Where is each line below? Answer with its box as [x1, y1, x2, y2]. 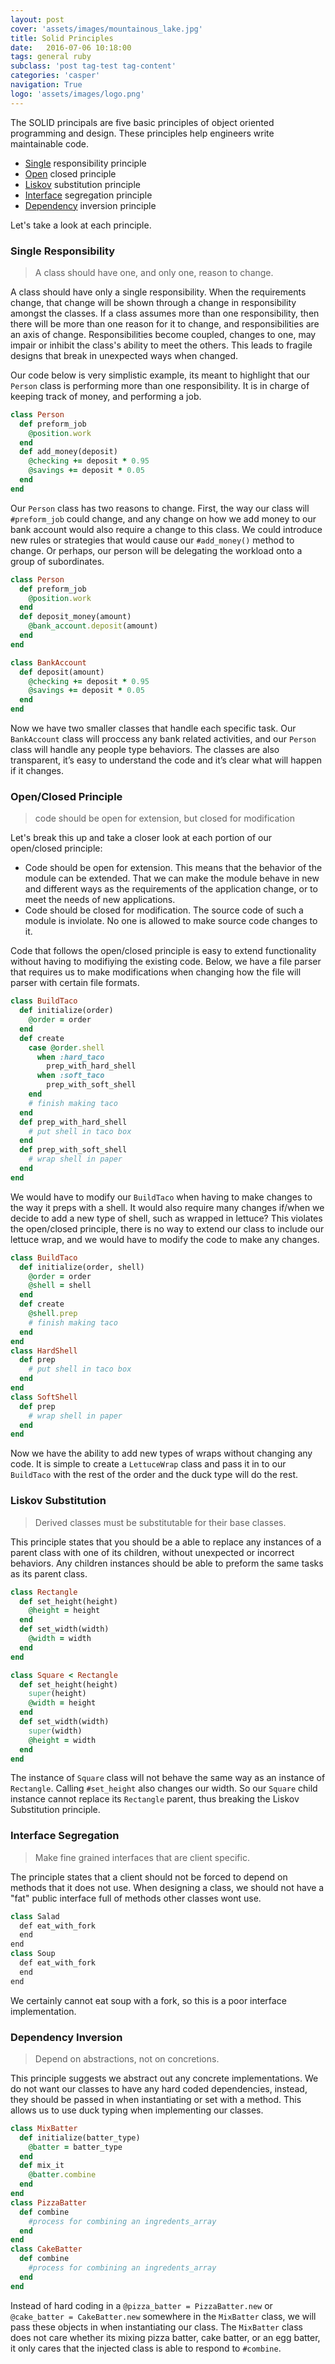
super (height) [28, 1689, 87, 1699]
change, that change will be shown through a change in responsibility [10, 296, 297, 308]
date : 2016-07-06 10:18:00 [10, 42, 132, 53]
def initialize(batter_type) [19, 2132, 141, 2143]
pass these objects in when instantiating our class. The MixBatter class [10, 2321, 303, 2333]
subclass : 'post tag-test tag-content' [10, 61, 177, 71]
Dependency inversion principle [24, 199, 157, 211]
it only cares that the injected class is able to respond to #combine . [10, 2342, 282, 2354]
